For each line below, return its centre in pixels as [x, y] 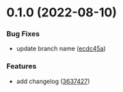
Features [22, 66]
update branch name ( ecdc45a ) [61, 48]
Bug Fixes [23, 34]
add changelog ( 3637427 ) [53, 81]
